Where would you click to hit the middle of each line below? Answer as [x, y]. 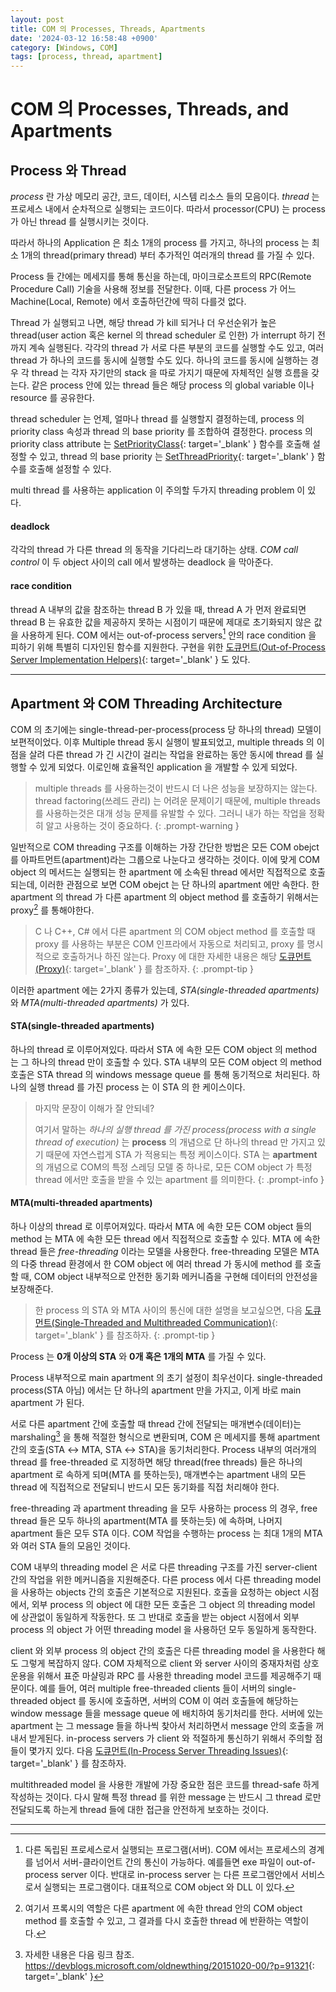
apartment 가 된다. [47, 1403]
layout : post [37, 19]
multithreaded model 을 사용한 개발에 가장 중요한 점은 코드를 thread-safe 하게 [165, 1784]
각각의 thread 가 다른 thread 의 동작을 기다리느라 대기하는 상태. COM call [154, 550]
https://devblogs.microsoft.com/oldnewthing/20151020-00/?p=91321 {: [169, 1965]
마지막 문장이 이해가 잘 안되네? [94, 1108]
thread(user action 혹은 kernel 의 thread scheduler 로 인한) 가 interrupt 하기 [163, 335]
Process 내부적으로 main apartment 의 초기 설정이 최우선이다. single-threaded [166, 1378]
